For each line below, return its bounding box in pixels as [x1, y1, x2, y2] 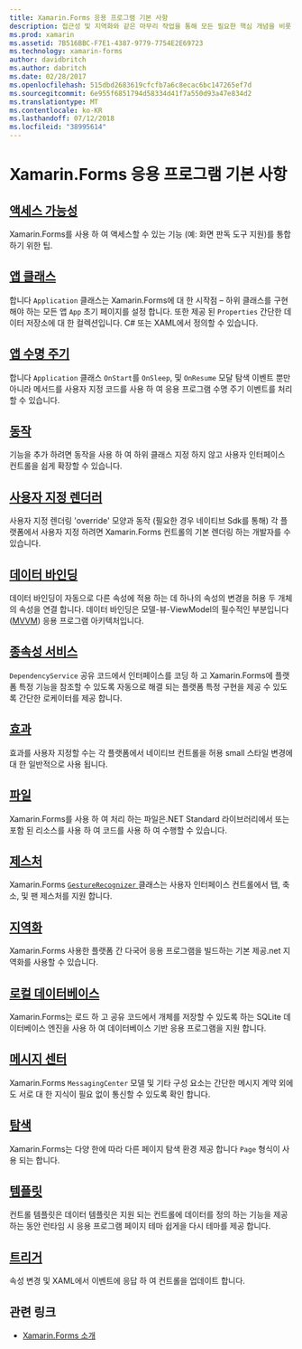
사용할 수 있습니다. [32, 957, 99, 967]
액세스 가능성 [9, 203, 78, 218]
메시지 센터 [9, 1052, 68, 1067]
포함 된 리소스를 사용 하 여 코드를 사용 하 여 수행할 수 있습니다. [9, 825, 228, 835]
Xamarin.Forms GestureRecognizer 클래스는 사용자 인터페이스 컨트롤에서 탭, [9, 879, 281, 891]
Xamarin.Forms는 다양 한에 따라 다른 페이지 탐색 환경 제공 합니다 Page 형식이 [9, 1143, 281, 1154]
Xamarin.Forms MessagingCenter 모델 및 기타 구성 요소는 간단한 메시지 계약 [9, 1077, 277, 1088]
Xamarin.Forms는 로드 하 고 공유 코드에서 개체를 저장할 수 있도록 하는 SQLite [9, 1011, 282, 1022]
